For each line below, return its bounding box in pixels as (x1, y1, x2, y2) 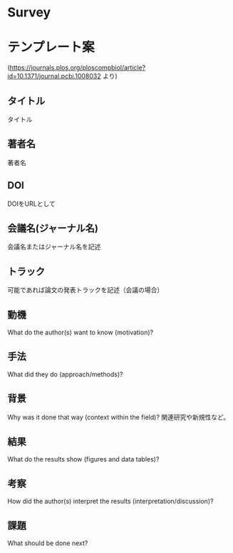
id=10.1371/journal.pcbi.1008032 (7, 72, 101, 81)
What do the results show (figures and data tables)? (7, 455, 160, 464)
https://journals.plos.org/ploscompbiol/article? (9, 64, 146, 72)
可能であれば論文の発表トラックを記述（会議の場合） (7, 286, 164, 294)
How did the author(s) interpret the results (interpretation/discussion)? (7, 497, 214, 506)
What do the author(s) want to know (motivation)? (7, 328, 154, 337)
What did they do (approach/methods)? (7, 369, 123, 379)
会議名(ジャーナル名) (7, 222, 98, 234)
